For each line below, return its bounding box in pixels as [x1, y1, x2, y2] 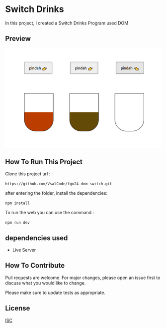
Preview [5, 34, 31, 43]
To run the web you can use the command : [5, 210, 94, 216]
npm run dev [5, 220, 30, 225]
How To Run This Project [5, 157, 83, 166]
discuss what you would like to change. [5, 280, 86, 286]
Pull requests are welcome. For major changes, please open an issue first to [5, 275, 161, 281]
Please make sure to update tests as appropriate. [5, 290, 106, 296]
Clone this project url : [5, 171, 51, 177]
